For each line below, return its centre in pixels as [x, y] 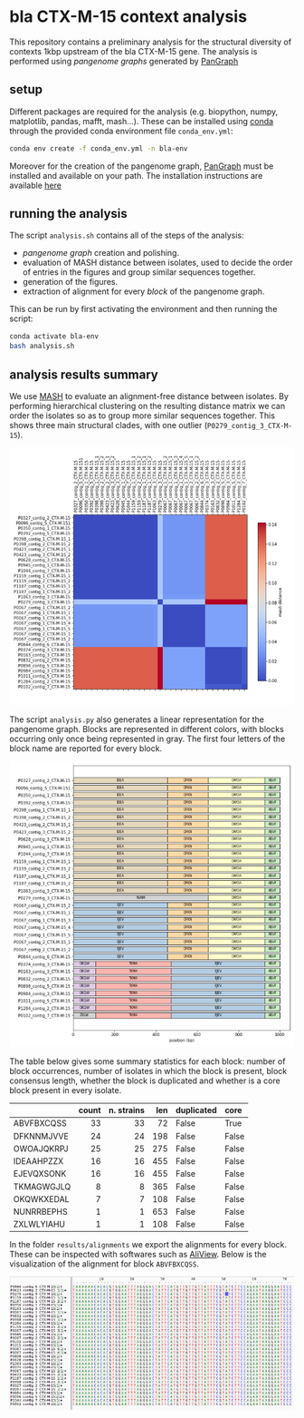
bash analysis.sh [42, 347]
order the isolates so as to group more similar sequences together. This [142, 416]
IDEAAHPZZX [38, 1161]
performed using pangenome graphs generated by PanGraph [124, 61]
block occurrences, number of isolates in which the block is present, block [148, 1071]
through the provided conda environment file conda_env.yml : [121, 131]
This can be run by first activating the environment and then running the [143, 309]
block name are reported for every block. [86, 748]
